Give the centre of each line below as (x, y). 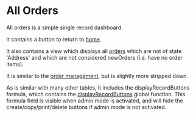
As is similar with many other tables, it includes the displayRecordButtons (98, 87)
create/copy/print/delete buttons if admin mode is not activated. (86, 107)
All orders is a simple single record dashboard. (65, 27)
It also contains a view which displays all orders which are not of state (94, 51)
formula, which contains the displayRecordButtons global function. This (96, 94)
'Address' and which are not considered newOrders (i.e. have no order (95, 57)
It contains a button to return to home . (54, 39)
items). (15, 64)
